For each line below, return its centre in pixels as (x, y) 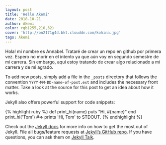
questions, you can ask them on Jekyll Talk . (50, 137)
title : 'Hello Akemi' (28, 14)
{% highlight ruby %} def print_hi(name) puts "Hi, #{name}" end (71, 111)
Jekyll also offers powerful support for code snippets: (60, 102)
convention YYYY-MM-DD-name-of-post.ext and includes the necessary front (82, 82)
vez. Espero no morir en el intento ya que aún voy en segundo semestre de (82, 56)
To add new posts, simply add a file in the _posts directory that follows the (81, 77)
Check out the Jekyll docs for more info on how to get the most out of (77, 126)
